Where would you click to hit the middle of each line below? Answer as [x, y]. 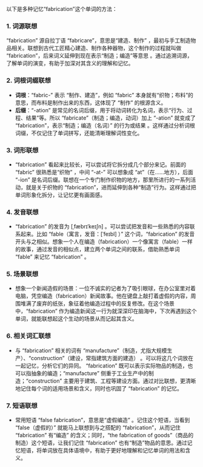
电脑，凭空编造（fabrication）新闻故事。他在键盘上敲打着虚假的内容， [103, 296]
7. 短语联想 [22, 406]
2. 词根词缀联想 [29, 81]
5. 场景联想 [22, 274]
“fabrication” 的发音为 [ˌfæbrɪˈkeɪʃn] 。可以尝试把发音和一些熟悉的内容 [102, 227]
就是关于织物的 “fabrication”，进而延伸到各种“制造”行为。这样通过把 [111, 187]
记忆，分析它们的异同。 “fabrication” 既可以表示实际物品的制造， [107, 366]
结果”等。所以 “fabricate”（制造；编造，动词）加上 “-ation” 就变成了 [111, 118]
